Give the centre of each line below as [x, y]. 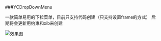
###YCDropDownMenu [29, 7]
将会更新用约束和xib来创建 [36, 23]
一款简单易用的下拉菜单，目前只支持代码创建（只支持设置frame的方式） [78, 17]
